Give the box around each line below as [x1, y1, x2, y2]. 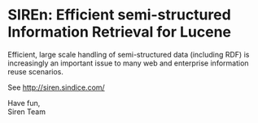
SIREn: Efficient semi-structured [7, 6, 231, 24]
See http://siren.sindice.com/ [7, 83, 105, 92]
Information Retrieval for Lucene [7, 23, 232, 41]
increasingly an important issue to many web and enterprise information [7, 58, 249, 68]
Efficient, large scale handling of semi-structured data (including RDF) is [7, 49, 250, 59]
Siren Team [7, 107, 46, 117]
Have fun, [7, 98, 41, 108]
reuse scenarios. [7, 66, 64, 76]
